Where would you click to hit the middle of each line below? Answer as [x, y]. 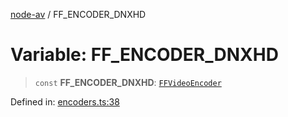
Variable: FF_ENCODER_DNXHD [144, 55]
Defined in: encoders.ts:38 [65, 101]
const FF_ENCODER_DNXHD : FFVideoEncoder [128, 82]
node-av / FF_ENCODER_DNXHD [78, 14]
